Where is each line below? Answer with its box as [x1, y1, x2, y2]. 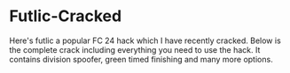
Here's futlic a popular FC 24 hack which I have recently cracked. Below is [9, 35, 281, 46]
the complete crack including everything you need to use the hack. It [9, 44, 261, 55]
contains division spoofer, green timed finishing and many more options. [9, 54, 273, 64]
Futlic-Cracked [9, 6, 122, 26]
